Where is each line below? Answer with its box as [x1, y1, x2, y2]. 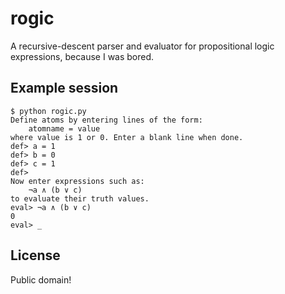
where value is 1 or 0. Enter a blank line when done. [10, 132, 244, 142]
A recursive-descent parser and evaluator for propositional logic [10, 40, 275, 52]
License [10, 247, 61, 264]
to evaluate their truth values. [10, 193, 150, 204]
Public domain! [10, 273, 72, 286]
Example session [10, 80, 119, 97]
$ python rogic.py [10, 106, 87, 116]
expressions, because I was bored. [10, 50, 155, 62]
